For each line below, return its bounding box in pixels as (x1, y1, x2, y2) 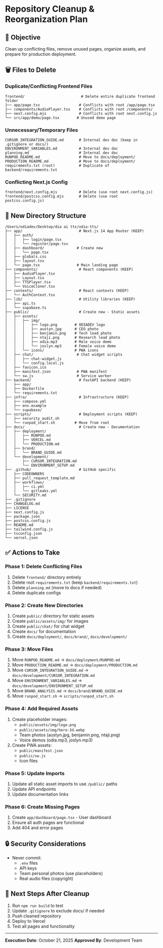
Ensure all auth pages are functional (12, 819, 84, 826)
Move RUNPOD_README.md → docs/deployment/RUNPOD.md (12, 657, 120, 663)
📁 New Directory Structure (5, 211, 86, 220)
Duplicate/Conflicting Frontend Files (5, 83, 93, 90)
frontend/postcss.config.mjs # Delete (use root (5, 194, 118, 199)
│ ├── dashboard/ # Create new (5, 246, 103, 251)
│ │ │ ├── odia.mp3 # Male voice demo (5, 339, 112, 344)
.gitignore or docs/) (5, 142, 49, 147)
